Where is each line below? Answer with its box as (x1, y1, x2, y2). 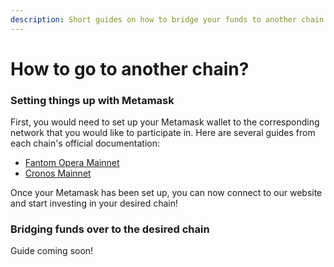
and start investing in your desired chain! (10, 197, 179, 210)
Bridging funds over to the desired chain (10, 222, 210, 236)
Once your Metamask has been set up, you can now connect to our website (10, 187, 323, 199)
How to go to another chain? (10, 57, 250, 80)
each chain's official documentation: (10, 137, 160, 150)
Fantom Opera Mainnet (24, 157, 120, 169)
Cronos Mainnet (24, 167, 92, 180)
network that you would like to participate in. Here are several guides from (10, 127, 316, 139)
